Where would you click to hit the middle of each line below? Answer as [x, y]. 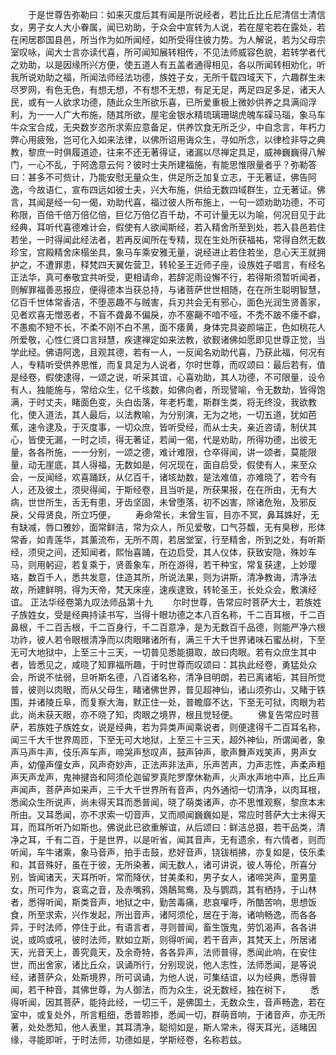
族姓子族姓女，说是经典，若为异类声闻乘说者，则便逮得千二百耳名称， [181, 727]
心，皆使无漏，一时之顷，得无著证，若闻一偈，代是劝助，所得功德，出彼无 [163, 439]
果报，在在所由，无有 [263, 489]
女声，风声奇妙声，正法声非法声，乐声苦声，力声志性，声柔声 [189, 764]
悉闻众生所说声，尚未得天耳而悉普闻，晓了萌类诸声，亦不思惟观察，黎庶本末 [168, 802]
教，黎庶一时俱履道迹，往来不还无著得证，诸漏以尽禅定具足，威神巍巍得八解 [168, 152]
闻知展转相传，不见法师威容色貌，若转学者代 [233, 52]
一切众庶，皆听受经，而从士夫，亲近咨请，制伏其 [215, 427]
